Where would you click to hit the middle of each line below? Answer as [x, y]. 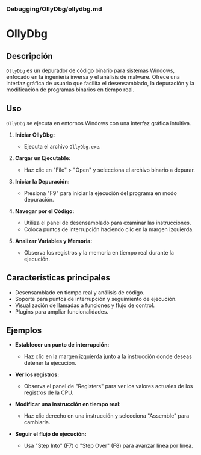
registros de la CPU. [49, 392]
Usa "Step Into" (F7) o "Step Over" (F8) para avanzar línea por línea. [109, 446]
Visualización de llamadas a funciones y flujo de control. [85, 305]
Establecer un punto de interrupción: [62, 345]
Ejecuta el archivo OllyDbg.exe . [62, 146]
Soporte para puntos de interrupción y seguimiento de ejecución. [96, 299]
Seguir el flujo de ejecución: [51, 434]
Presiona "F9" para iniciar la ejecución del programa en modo [100, 193]
